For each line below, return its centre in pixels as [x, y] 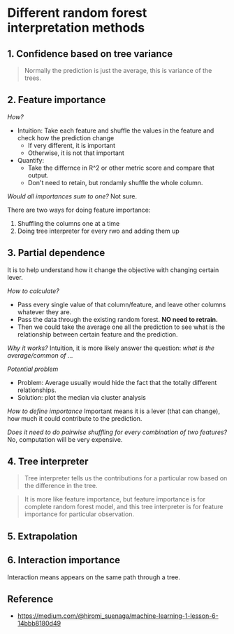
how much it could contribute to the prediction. [75, 418]
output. [38, 175]
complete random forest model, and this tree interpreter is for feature [124, 507]
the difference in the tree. [61, 486]
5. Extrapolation [43, 536]
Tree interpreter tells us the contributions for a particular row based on [126, 478]
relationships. [37, 390]
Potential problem [33, 369]
